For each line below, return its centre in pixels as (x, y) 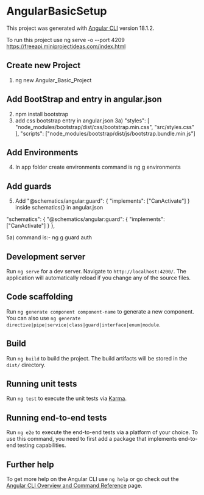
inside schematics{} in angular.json (59, 208)
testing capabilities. (42, 445)
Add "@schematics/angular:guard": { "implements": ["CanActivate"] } (102, 201)
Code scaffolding (40, 297)
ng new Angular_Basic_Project (53, 80)
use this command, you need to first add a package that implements (92, 439)
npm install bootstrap (42, 114)
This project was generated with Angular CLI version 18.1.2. (80, 28)
